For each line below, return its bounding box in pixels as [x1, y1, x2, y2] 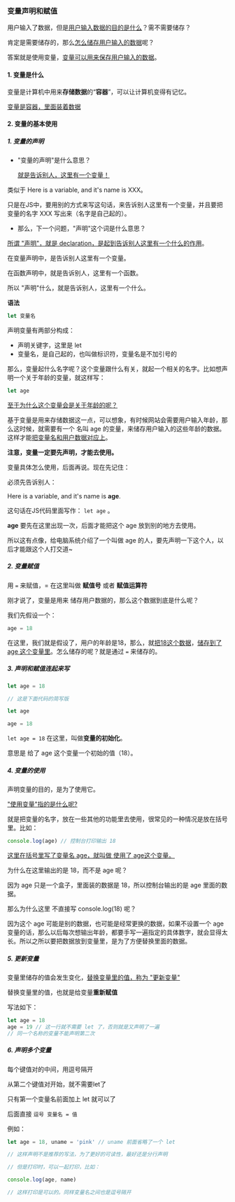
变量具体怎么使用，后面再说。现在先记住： [7, 463, 130, 471]
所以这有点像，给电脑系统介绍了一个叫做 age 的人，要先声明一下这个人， [7, 536, 218, 544]
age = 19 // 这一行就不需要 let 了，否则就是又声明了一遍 [7, 1023, 159, 1030]
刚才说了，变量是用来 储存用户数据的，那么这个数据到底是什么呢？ [7, 596, 199, 604]
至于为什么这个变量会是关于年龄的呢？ [7, 400, 117, 409]
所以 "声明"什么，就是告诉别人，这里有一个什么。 [7, 284, 150, 292]
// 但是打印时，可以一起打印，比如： [7, 1163, 100, 1170]
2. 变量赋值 [7, 562, 40, 571]
